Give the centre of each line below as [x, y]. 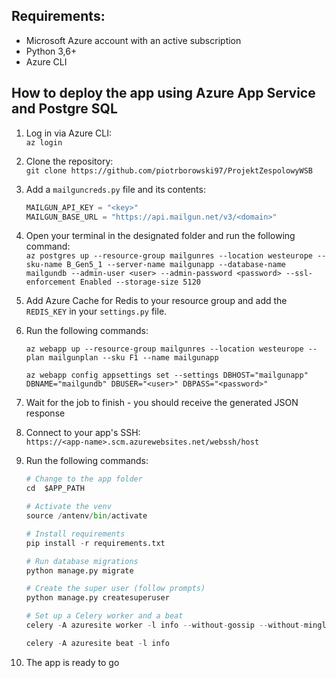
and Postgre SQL [64, 109]
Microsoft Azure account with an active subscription [133, 40]
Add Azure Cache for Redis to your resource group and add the [156, 301]
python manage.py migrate [79, 570]
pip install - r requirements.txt [95, 543]
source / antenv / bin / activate [86, 516]
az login [44, 142]
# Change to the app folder [84, 479]
